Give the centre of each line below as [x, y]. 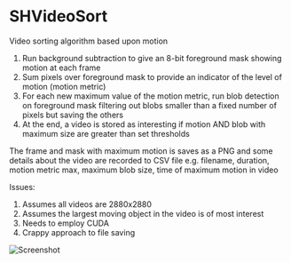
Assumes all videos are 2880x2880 [87, 204]
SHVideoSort [59, 16]
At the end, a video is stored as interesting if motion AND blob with [144, 124]
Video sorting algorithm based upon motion [89, 41]
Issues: [22, 187]
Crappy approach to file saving [79, 232]
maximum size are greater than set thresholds [106, 133]
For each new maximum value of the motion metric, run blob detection [150, 96]
